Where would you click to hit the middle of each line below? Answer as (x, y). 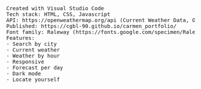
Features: (20, 38)
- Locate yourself (33, 80)
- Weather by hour (33, 56)
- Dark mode (24, 74)
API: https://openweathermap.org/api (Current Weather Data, (98, 20)
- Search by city (31, 44)
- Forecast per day (35, 68)
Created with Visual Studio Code (55, 8)
